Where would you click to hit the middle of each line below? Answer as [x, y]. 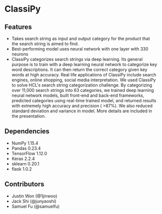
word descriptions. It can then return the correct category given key [79, 70]
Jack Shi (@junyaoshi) [34, 201]
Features [18, 27]
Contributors [24, 184]
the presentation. [29, 116]
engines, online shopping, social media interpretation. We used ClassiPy [84, 80]
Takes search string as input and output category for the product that [81, 38]
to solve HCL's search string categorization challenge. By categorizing [82, 85]
